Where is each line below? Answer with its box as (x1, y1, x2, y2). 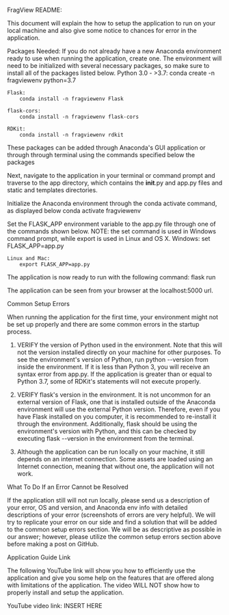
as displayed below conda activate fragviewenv (7, 207, 142, 215)
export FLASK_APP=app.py (19, 261, 90, 268)
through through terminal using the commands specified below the (7, 151, 196, 159)
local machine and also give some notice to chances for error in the (7, 27, 197, 34)
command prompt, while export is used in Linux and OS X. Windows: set (7, 235, 211, 242)
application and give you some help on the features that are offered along (7, 574, 214, 582)
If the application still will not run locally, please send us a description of (7, 496, 210, 504)
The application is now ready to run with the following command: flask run (7, 273, 216, 281)
